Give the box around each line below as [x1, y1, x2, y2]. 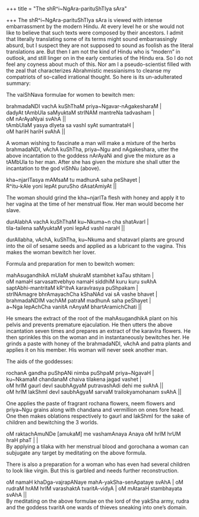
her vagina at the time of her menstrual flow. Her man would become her [6, 200, 184, 207]
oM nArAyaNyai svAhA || [6, 115, 67, 122]
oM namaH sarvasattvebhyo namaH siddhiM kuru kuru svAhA [6, 278, 157, 285]
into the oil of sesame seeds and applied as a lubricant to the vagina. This [6, 242, 187, 249]
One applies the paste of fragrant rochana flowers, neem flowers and [6, 400, 175, 406]
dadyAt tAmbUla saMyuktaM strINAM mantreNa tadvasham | [6, 109, 155, 116]
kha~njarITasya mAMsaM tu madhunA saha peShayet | [6, 176, 141, 183]
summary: [6, 80, 31, 87]
